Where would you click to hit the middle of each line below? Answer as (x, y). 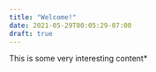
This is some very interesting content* (78, 59)
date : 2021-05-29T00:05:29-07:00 (71, 25)
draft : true (31, 33)
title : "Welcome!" (43, 17)
